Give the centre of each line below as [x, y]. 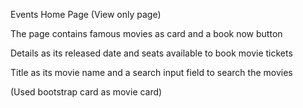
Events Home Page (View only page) [86, 14]
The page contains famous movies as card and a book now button [146, 33]
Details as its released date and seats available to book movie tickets [151, 53]
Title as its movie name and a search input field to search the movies [151, 72]
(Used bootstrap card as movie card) [86, 92]
